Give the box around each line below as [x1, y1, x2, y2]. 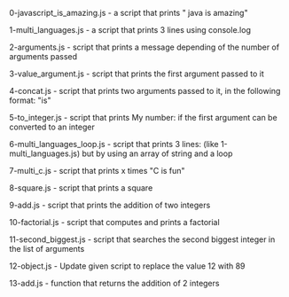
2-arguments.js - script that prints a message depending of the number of [9, 42, 280, 52]
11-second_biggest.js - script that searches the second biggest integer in [9, 234, 276, 245]
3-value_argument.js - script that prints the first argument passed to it [9, 68, 264, 79]
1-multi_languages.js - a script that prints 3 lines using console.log [9, 25, 251, 35]
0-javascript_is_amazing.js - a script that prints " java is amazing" [9, 8, 248, 18]
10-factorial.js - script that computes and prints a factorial [9, 217, 220, 227]
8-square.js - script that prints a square [9, 183, 153, 193]
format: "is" [9, 95, 51, 106]
